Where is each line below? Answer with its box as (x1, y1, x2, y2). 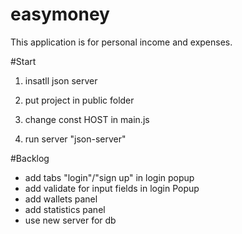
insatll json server (24, 74, 98, 87)
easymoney (10, 3, 110, 26)
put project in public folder (24, 94, 135, 106)
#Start (10, 55, 37, 67)
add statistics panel (24, 203, 106, 215)
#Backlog (10, 152, 50, 164)
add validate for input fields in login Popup (24, 182, 200, 194)
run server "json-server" (24, 133, 127, 145)
